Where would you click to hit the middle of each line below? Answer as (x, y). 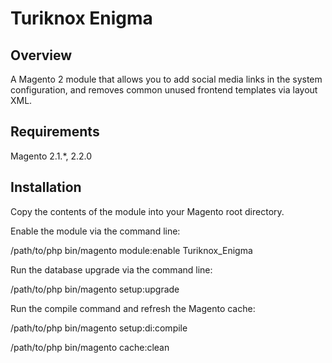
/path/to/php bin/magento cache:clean (90, 347)
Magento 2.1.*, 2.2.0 (51, 156)
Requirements (55, 132)
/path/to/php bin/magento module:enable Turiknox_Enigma (131, 250)
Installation (46, 187)
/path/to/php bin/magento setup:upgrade (95, 289)
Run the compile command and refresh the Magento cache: (133, 308)
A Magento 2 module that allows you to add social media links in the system (166, 79)
